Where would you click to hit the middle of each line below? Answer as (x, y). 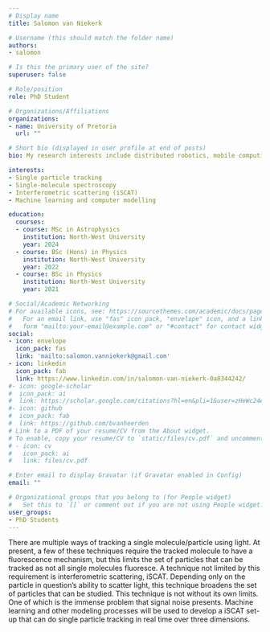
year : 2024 (41, 244)
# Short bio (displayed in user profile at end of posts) (107, 148)
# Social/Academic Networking (59, 304)
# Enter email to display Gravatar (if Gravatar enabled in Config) (125, 475)
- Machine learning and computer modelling (82, 200)
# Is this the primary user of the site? (79, 68)
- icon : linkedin (37, 363)
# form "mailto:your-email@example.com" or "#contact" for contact (127, 326)
